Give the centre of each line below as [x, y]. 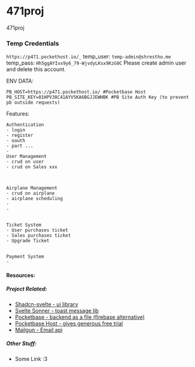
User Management [26, 157]
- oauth [16, 141]
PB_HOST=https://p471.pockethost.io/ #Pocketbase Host [76, 92]
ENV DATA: [20, 81]
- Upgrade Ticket [28, 241]
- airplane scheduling [34, 199]
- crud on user [25, 162]
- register [20, 136]
